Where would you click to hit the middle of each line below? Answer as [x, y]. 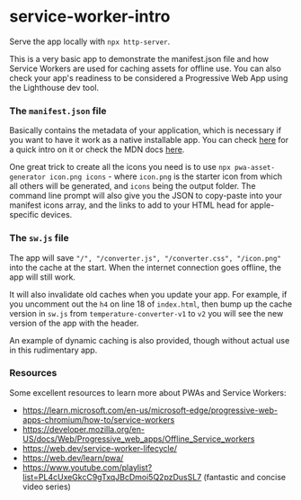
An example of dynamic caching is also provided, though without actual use [150, 340]
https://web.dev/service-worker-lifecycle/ [100, 448]
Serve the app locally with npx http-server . [90, 41]
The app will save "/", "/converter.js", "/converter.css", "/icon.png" [145, 257]
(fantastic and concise [245, 477]
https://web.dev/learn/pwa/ [73, 458]
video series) [47, 487]
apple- [262, 205]
